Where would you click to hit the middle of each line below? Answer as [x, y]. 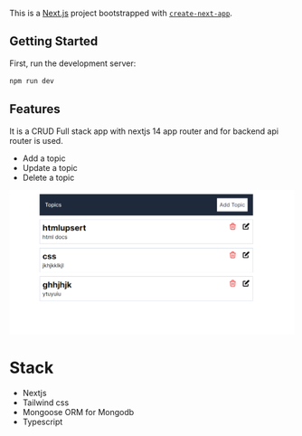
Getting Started [54, 41]
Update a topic [50, 167]
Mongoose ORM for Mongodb [78, 412]
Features [35, 109]
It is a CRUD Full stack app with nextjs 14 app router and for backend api [144, 131]
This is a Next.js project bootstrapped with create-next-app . [121, 13]
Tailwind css [46, 403]
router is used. [36, 140]
